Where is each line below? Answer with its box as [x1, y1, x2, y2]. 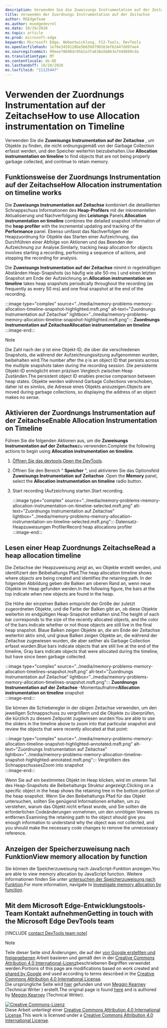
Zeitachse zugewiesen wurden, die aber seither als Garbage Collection [5, 638, 151, 644]
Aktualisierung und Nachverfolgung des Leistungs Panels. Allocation [5, 212, 147, 218]
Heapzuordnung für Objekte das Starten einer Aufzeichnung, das [5, 233, 139, 239]
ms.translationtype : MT [5, 53, 55, 59]
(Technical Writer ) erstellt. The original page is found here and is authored [5, 987, 157, 993]
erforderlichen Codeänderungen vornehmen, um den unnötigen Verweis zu [5, 809, 160, 815]
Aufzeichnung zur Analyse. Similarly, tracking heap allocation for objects [5, 244, 153, 250]
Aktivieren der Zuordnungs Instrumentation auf [5, 409, 156, 417]
